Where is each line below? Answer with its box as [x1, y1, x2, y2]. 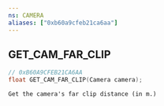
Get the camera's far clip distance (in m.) [8, 90, 157, 98]
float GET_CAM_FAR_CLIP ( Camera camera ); [8, 76, 143, 84]
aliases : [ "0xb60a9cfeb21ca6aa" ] [8, 19, 118, 27]
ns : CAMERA [8, 11, 44, 20]
